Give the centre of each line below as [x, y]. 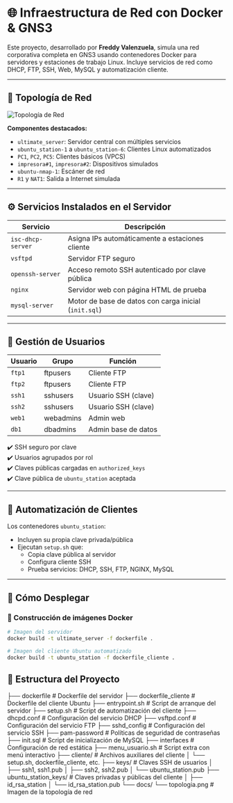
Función [123, 361]
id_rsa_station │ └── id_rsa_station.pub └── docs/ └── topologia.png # [111, 785]
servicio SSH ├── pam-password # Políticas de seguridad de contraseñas [114, 733]
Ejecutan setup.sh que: [50, 547]
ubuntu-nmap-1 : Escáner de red [61, 171]
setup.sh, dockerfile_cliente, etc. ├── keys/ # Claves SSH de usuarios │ [110, 763]
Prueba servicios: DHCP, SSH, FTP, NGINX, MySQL [101, 569]
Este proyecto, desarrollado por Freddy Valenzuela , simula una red [103, 47]
